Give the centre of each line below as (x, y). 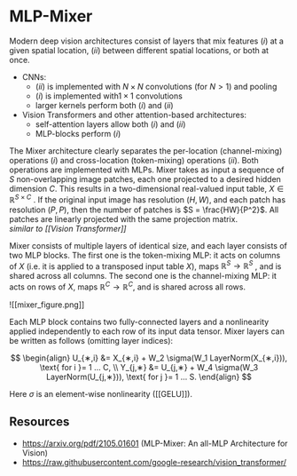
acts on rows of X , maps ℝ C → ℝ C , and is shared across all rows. (128, 286)
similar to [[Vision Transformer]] (68, 228)
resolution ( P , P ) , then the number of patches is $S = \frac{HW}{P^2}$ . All (144, 210)
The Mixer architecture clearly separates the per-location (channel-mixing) (146, 151)
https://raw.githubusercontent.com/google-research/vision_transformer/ (154, 462)
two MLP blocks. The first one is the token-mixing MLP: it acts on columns (145, 255)
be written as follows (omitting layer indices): (91, 340)
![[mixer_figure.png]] (47, 305)
